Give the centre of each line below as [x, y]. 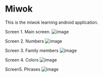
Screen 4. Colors [22, 60]
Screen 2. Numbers [25, 41]
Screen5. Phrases [23, 69]
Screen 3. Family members [32, 50]
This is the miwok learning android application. [52, 22]
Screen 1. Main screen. [28, 31]
